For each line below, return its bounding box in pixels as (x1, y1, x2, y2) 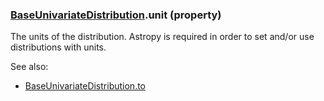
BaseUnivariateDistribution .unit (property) (10, 8, 222, 22)
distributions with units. (10, 41, 107, 53)
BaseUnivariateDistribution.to (24, 80, 146, 92)
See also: (10, 61, 49, 73)
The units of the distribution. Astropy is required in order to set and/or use (10, 31, 315, 43)
